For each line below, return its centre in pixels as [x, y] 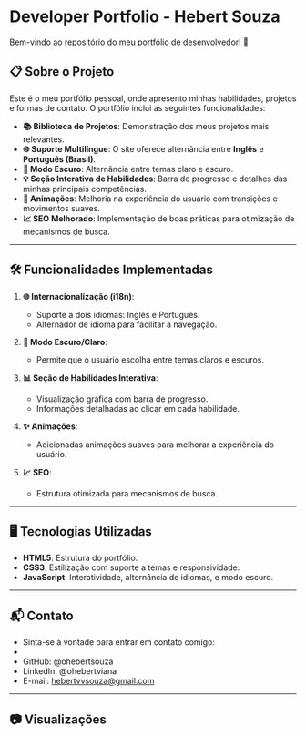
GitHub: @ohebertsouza [68, 661]
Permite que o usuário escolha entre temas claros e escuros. [150, 359]
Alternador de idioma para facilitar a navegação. [127, 324]
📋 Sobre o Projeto [62, 72]
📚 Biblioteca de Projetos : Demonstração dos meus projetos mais [146, 126]
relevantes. [44, 139]
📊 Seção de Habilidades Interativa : [90, 378]
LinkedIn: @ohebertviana [70, 671]
